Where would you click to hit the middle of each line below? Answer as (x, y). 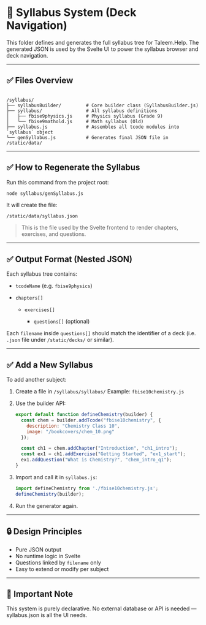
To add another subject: (36, 380)
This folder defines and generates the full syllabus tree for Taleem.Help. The (103, 42)
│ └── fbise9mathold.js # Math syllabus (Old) (75, 121)
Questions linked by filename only (58, 562)
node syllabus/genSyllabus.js (45, 193)
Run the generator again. (47, 506)
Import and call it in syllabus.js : (56, 477)
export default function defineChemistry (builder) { (84, 415)
